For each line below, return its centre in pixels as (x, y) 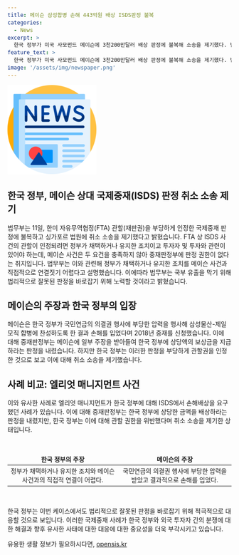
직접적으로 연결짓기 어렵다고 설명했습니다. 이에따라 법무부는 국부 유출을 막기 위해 (119, 272)
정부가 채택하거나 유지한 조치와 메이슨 (63, 471)
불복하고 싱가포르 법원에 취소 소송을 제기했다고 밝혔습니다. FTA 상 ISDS (119, 237)
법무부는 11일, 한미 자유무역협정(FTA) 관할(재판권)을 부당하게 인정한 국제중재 (113, 227)
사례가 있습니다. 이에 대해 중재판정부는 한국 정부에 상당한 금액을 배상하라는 (124, 412)
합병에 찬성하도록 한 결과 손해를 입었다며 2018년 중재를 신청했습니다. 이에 (122, 333)
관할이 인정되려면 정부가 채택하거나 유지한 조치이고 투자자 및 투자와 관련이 (123, 245)
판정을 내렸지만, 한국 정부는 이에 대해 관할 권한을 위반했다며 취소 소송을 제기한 (116, 421)
